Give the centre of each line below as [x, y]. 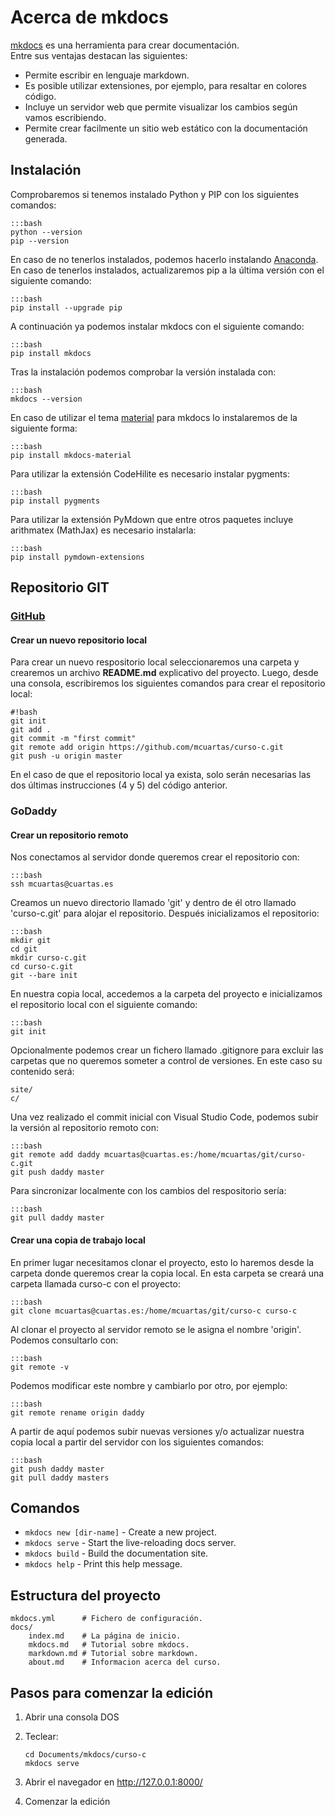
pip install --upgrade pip [66, 307]
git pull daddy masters [60, 1477]
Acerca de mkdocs [89, 17]
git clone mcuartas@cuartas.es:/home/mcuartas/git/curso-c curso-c [154, 1311]
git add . [31, 730]
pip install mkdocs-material [71, 455]
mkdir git [31, 941]
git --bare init [44, 976]
